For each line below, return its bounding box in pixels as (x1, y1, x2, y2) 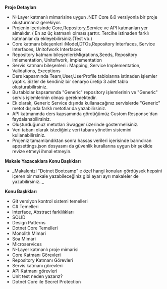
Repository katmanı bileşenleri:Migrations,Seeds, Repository (12, 52, 138, 58)
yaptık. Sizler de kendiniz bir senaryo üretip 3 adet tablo (12, 78, 129, 84)
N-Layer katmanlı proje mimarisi (12, 247, 79, 252)
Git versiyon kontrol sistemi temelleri (12, 198, 88, 204)
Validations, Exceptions (12, 68, 61, 74)
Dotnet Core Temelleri (12, 225, 58, 231)
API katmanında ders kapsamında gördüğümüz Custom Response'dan (12, 111, 158, 117)
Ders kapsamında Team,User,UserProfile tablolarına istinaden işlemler (12, 73, 157, 79)
